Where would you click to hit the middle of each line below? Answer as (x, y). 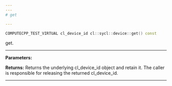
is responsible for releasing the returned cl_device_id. (62, 73)
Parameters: (19, 58)
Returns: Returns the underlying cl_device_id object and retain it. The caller (85, 68)
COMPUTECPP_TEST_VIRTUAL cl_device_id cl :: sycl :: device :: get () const (81, 33)
